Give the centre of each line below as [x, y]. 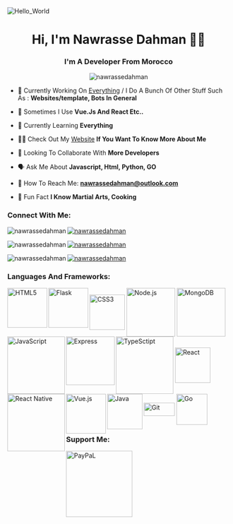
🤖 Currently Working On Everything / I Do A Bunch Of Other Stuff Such [120, 90]
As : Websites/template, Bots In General [77, 98]
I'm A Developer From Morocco [119, 61]
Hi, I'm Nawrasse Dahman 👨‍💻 [119, 40]
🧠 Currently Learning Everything [65, 126]
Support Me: [88, 439]
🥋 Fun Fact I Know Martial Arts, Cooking [77, 197]
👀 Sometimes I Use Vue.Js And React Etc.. [80, 112]
